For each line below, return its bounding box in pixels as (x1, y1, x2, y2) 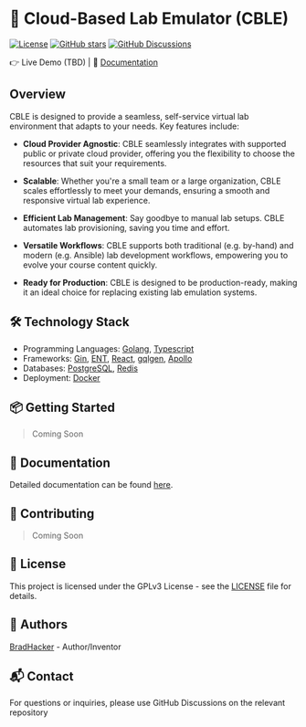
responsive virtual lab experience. (22, 195, 151, 205)
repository (9, 707, 48, 718)
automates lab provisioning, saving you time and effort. (22, 222, 230, 233)
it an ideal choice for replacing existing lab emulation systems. (22, 287, 258, 298)
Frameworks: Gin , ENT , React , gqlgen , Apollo (22, 353, 193, 363)
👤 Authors (9, 616, 69, 633)
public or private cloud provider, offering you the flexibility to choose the (22, 148, 295, 159)
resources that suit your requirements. (22, 157, 167, 168)
